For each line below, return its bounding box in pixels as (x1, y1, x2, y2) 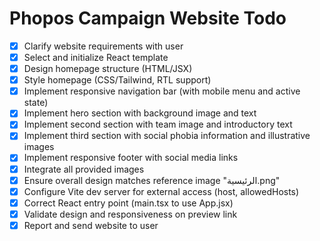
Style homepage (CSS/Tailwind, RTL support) (23, 74, 212, 86)
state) (23, 97, 49, 109)
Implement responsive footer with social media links (23, 152, 239, 164)
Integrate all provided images (23, 163, 145, 175)
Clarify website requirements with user (23, 40, 184, 52)
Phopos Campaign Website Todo (9, 7, 287, 30)
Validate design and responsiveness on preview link (23, 208, 238, 220)
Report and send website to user (23, 219, 159, 231)
